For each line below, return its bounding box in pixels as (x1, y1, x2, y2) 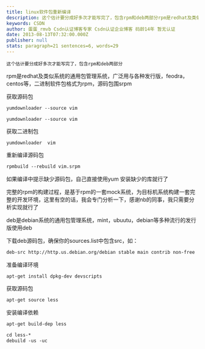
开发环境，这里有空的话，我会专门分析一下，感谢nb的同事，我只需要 (16, 196, 189, 203)
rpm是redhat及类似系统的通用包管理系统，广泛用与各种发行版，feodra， (6, 72, 188, 79)
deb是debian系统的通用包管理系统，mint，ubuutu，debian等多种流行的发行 (6, 216, 196, 223)
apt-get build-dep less (6, 321, 67, 327)
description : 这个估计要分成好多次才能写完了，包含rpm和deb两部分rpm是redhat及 (6, 15, 192, 21)
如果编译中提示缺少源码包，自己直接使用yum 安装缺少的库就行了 (6, 175, 169, 182)
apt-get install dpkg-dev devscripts (6, 273, 103, 279)
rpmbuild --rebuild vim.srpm (6, 163, 81, 170)
